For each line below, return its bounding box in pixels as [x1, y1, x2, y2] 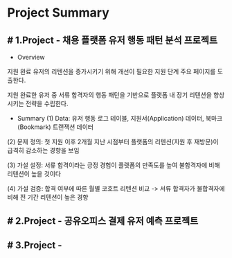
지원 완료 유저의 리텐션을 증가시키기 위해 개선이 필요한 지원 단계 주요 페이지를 [7, 67, 216, 76]
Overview [17, 53, 45, 61]
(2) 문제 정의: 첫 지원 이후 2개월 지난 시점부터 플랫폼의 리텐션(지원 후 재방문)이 [7, 137, 220, 146]
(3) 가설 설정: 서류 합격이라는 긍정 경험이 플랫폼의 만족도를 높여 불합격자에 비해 [7, 161, 220, 169]
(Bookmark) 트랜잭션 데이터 [17, 123, 93, 131]
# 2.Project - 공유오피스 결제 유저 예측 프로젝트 [7, 215, 199, 227]
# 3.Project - [7, 239, 62, 251]
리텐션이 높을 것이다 [7, 170, 61, 178]
